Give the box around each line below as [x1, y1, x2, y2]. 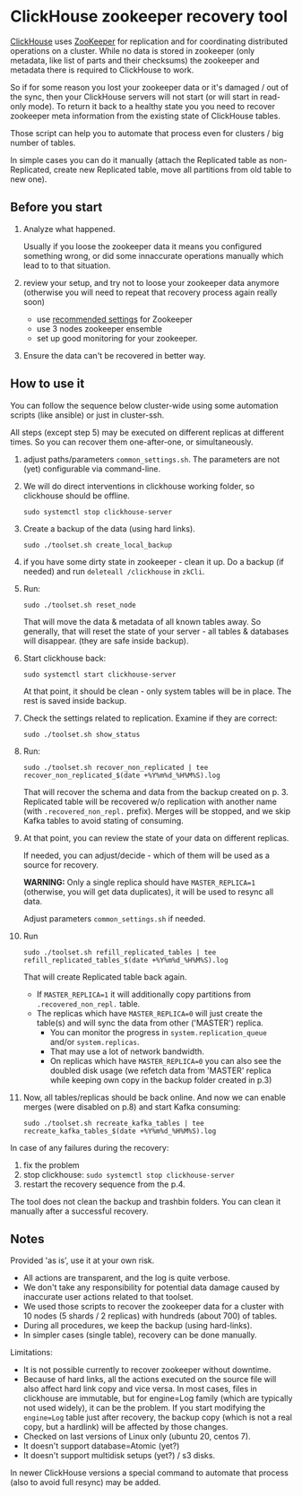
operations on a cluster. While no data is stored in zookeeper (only [10, 45, 255, 56]
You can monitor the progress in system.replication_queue [49, 1026, 267, 1037]
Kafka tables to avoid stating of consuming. [22, 815, 185, 826]
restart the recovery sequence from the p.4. [22, 1179, 186, 1189]
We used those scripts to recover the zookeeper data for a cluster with [22, 1301, 285, 1312]
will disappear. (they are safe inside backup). [22, 635, 189, 646]
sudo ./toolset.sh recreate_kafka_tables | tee [22, 1119, 204, 1128]
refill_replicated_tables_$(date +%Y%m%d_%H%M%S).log [22, 956, 229, 964]
